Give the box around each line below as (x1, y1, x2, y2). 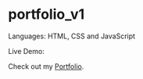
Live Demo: (8, 46, 45, 56)
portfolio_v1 (8, 5, 85, 23)
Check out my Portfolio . (8, 61, 84, 71)
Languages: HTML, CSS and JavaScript (8, 31, 135, 41)
